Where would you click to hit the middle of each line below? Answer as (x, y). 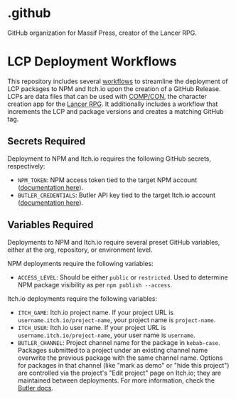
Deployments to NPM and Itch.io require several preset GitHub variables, (114, 242)
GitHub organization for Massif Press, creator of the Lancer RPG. (102, 33)
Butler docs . (35, 388)
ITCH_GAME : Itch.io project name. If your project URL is (96, 312)
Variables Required (50, 225)
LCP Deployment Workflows (92, 62)
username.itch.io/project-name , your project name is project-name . (117, 320)
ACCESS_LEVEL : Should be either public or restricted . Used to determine (123, 277)
